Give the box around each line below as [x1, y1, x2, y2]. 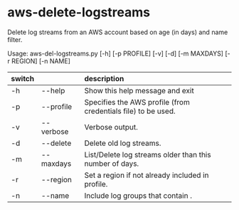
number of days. [84, 158, 139, 168]
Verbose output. [84, 122, 139, 132]
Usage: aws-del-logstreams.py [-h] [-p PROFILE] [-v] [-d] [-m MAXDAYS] [7, 49, 224, 58]
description [84, 73, 124, 83]
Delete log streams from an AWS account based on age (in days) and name [7, 28, 228, 36]
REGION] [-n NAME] [11, 56, 71, 65]
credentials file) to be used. [84, 106, 176, 116]
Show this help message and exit [84, 85, 194, 95]
